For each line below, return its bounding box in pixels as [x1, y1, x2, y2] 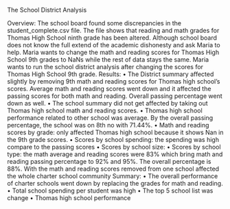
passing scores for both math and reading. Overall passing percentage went [7, 92, 222, 100]
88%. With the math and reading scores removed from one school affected [7, 164, 220, 173]
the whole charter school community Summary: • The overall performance [7, 172, 218, 180]
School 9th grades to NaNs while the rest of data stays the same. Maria [7, 56, 209, 64]
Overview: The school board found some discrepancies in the [7, 19, 182, 27]
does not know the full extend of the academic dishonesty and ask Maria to [7, 41, 221, 49]
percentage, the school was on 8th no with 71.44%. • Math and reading [7, 121, 209, 129]
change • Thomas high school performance [7, 194, 131, 201]
